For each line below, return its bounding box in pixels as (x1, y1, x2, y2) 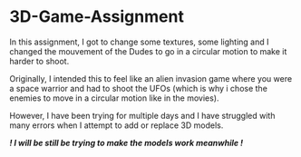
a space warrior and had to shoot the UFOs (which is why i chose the (9, 83, 267, 93)
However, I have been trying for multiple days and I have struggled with (9, 110, 276, 121)
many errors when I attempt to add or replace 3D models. (9, 120, 224, 131)
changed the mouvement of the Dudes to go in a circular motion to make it (9, 45, 287, 56)
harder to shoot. (9, 55, 70, 66)
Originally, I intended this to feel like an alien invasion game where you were (9, 73, 293, 83)
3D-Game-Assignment (9, 6, 184, 27)
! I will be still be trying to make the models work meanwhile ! (9, 137, 244, 148)
